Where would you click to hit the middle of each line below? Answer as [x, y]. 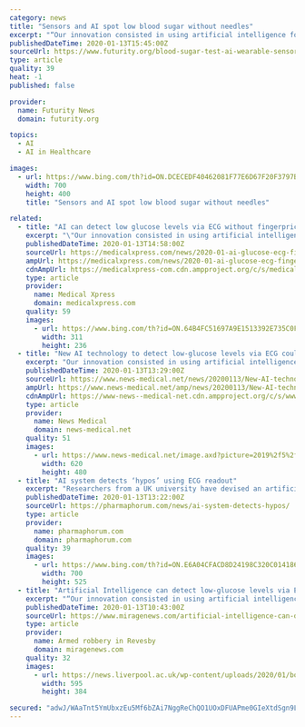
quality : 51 [48, 438]
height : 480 [65, 472]
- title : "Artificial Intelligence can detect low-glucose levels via [154, 590]
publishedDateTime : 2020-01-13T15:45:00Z [89, 43]
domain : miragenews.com [79, 650]
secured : [26, 708]
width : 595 [63, 683]
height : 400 [48, 194]
